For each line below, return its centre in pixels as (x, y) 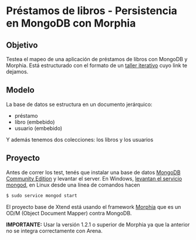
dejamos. (17, 71)
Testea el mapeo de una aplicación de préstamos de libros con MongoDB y (97, 59)
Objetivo (22, 45)
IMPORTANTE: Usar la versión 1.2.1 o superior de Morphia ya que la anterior (98, 224)
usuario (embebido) (38, 128)
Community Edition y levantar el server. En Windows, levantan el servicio (94, 178)
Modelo (20, 90)
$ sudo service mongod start (42, 195)
